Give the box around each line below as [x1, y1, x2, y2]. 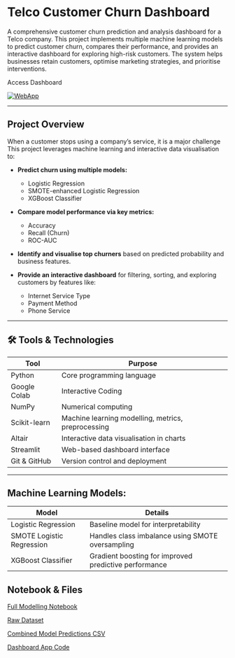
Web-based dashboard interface [62, 444, 170, 454]
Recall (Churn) [27, 228, 70, 237]
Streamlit [10, 444, 41, 454]
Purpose [128, 358, 157, 368]
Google [10, 381, 35, 391]
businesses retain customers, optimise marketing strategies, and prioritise [7, 57, 221, 65]
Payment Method [27, 299, 78, 307]
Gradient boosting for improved [90, 551, 193, 561]
